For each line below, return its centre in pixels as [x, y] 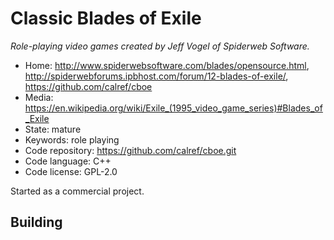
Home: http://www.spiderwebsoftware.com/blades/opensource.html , [167, 65]
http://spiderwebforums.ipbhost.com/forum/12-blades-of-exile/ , [156, 76]
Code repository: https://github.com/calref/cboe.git [130, 150]
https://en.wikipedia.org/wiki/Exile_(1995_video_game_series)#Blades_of [173, 108]
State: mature [53, 129]
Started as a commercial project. [77, 191]
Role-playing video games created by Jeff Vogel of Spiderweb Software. [160, 46]
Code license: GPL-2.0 [71, 171]
